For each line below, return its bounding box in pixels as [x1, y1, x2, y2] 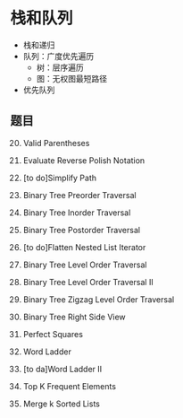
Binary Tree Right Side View [22, 311, 126, 322]
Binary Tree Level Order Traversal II [22, 276, 154, 287]
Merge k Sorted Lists [22, 398, 101, 409]
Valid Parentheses [22, 137, 90, 148]
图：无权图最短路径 [36, 73, 108, 83]
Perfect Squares [22, 328, 84, 339]
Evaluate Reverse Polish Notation [22, 154, 146, 166]
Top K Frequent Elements [22, 380, 117, 391]
